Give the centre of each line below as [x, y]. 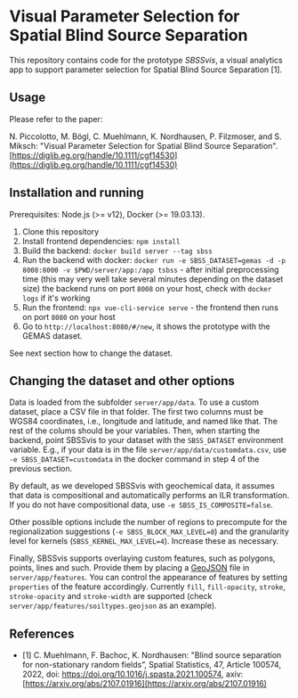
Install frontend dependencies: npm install [101, 241]
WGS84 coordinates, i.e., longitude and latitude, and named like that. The [144, 422]
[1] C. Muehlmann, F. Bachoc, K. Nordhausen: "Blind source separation [152, 655]
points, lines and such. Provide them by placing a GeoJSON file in [129, 568]
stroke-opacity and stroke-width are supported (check [111, 596]
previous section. [41, 469]
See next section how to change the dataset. [91, 353]
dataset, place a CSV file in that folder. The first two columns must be [137, 412]
